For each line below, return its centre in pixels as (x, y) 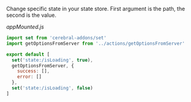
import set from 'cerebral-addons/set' (57, 38)
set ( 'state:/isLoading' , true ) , (53, 60)
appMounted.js (25, 27)
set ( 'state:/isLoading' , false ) (53, 88)
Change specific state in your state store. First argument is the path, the (96, 9)
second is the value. (31, 15)
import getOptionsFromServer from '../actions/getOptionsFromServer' (96, 43)
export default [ (28, 54)
